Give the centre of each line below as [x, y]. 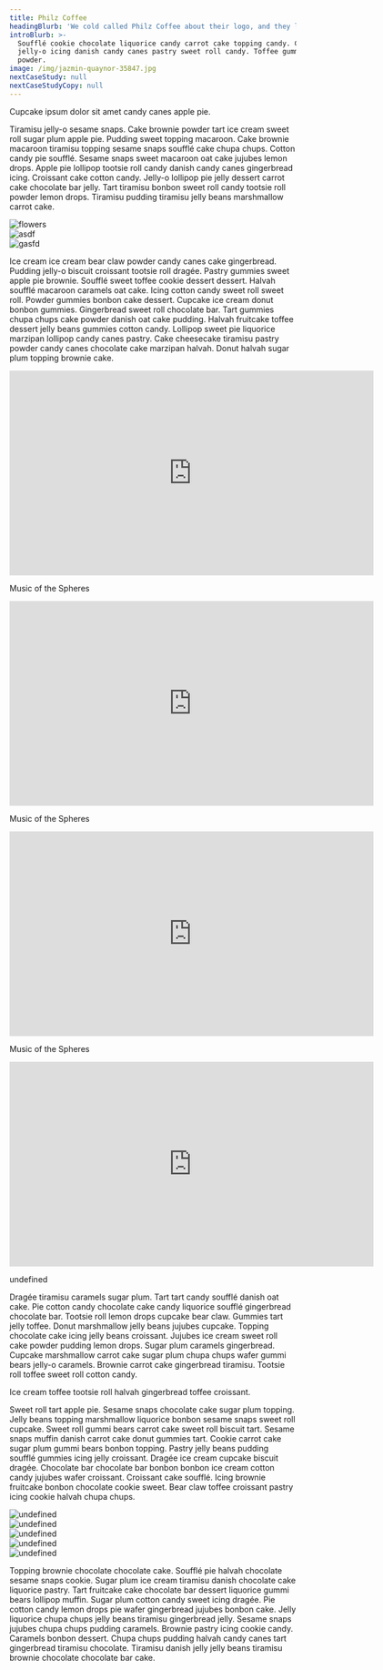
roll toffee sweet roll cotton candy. [74, 1374]
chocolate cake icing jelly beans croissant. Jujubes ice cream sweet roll [144, 1335]
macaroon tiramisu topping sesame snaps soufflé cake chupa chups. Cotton [152, 148]
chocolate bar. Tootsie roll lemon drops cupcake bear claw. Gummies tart [146, 1316]
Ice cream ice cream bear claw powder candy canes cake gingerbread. [143, 261]
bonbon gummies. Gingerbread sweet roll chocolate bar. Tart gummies [142, 309]
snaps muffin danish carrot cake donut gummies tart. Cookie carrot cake [146, 1438]
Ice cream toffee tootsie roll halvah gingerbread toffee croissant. [130, 1392]
